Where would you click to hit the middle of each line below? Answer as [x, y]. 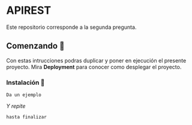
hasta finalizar [26, 117]
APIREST [29, 11]
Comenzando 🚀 [35, 46]
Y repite [16, 106]
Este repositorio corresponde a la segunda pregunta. [71, 27]
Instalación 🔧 [25, 82]
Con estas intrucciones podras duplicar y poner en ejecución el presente [96, 60]
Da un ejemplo [24, 95]
